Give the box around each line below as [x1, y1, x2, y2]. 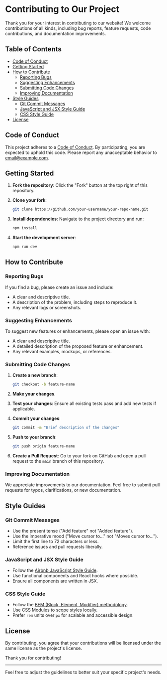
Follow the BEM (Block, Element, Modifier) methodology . [12, 602, 128, 608]
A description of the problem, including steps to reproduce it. [12, 299, 138, 305]
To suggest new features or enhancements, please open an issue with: [5, 328, 150, 334]
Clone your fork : [12, 197, 47, 203]
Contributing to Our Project [5, 3, 120, 15]
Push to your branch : [12, 434, 57, 440]
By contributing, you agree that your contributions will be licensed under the [5, 640, 162, 646]
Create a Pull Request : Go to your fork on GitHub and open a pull [12, 452, 146, 459]
